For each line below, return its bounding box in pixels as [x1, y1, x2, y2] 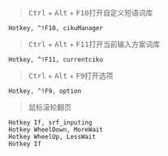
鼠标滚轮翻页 [28, 102, 71, 112]
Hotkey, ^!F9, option [8, 87, 82, 95]
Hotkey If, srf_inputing [8, 119, 93, 127]
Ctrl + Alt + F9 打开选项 [28, 71, 114, 80]
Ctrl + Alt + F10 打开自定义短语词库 [28, 8, 153, 17]
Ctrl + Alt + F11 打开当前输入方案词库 [28, 40, 161, 49]
